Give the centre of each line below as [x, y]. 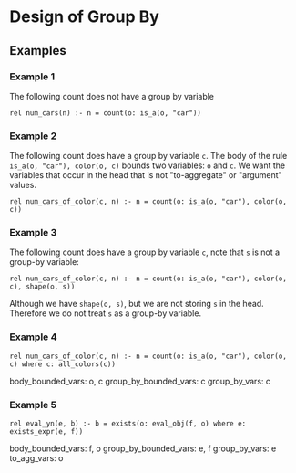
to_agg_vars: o [36, 458]
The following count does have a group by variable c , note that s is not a [145, 252]
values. [23, 185]
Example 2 [33, 136]
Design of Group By [84, 17]
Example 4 [33, 337]
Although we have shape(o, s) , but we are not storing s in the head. [137, 304]
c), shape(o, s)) [42, 287]
